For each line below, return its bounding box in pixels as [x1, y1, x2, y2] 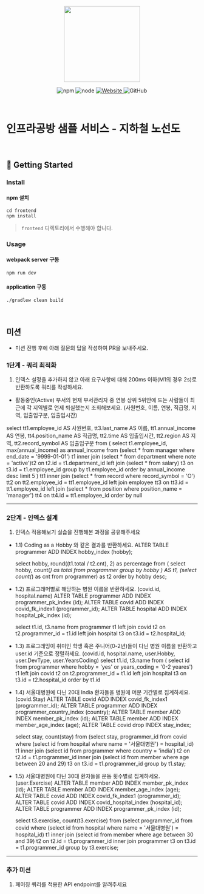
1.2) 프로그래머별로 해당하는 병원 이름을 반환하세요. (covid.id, [15, 585, 161, 593]
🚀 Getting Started [6, 160, 73, 170]
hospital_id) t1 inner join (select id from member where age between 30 [15, 831, 194, 838]
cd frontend [6, 208, 36, 214]
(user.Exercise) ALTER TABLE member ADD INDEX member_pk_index [15, 779, 188, 787]
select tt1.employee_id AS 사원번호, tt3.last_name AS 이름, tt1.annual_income [6, 424, 196, 431]
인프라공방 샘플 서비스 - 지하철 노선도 [6, 122, 181, 136]
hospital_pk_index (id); [15, 612, 72, 619]
